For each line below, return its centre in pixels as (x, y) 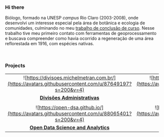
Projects (15, 66)
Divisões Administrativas (70, 98)
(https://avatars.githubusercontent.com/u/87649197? (70, 84)
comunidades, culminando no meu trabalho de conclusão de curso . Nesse (80, 28)
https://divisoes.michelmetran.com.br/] (71, 78)
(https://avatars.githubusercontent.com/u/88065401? (70, 113)
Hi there (15, 7)
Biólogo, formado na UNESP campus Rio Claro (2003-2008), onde (72, 18)
